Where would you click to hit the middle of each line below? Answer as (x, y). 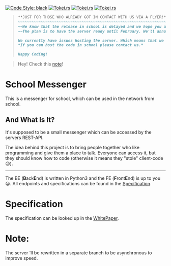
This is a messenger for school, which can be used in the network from (80, 98)
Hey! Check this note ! (40, 64)
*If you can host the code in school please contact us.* (80, 45)
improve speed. (22, 258)
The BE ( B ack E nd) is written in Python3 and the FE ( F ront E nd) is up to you (83, 178)
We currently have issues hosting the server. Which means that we (91, 41)
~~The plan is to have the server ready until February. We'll (86, 31)
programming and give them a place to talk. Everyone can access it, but (81, 153)
